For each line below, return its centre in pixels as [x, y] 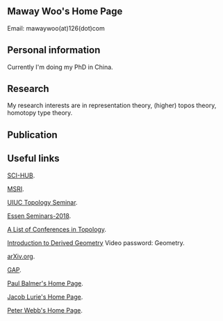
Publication [32, 135]
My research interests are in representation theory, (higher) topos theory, [112, 105]
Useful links [34, 158]
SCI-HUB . [21, 175]
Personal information [54, 50]
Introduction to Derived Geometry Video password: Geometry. [96, 242]
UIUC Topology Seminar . [42, 202]
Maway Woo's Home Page [65, 11]
